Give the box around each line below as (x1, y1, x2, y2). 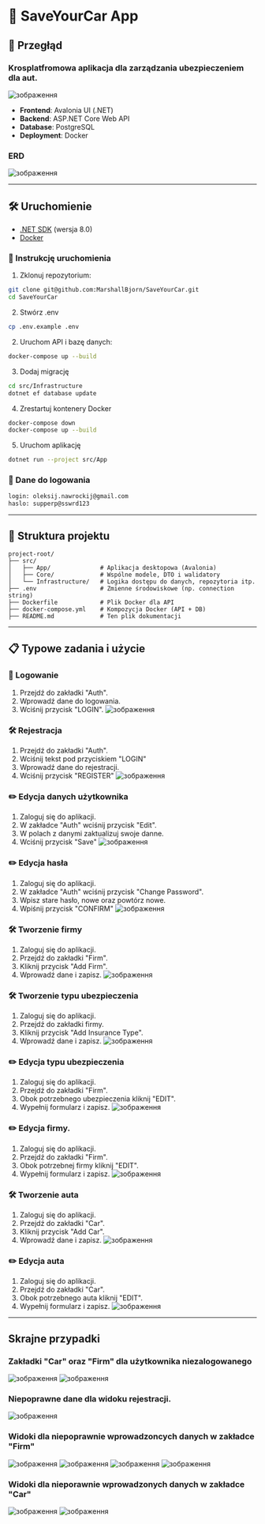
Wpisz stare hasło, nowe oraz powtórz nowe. (19, 895, 166, 904)
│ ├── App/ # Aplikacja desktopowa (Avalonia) (8, 564, 217, 572)
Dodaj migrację (19, 367, 69, 376)
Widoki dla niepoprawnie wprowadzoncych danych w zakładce (8, 1431, 255, 1442)
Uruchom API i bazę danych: (19, 337, 113, 346)
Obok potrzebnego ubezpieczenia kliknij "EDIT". (19, 1094, 176, 1103)
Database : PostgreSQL (19, 122, 95, 131)
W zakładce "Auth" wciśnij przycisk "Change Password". (19, 887, 203, 896)
